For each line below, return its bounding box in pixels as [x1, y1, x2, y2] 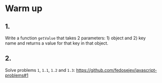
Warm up [5, 3, 43, 14]
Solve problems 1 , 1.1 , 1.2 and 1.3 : [5, 67, 75, 73]
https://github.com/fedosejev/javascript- [76, 67, 157, 73]
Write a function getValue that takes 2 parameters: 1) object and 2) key [5, 35, 146, 41]
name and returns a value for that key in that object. [5, 40, 109, 46]
